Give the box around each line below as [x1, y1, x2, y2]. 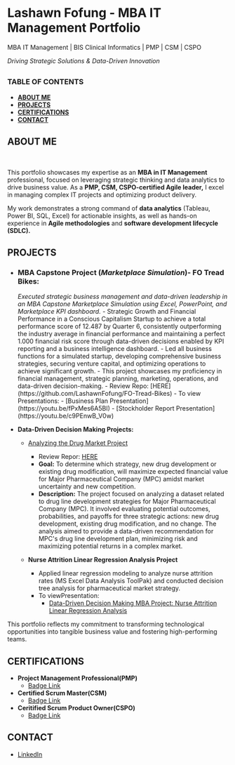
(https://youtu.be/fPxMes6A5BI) [17, 404, 111, 413]
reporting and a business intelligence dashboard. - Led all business [17, 345, 213, 353]
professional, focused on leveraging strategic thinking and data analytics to [7, 175, 225, 184]
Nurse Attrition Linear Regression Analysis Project [27, 556, 178, 564]
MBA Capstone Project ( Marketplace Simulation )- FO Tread [17, 267, 224, 277]
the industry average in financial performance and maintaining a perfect [17, 330, 226, 338]
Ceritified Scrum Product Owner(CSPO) [17, 704, 135, 712]
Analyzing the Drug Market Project [27, 439, 128, 447]
